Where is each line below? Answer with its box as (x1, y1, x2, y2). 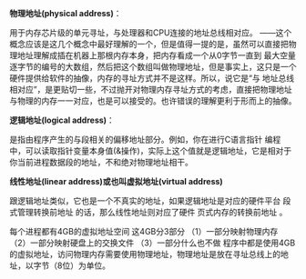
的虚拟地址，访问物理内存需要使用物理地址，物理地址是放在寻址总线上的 (9, 249, 280, 259)
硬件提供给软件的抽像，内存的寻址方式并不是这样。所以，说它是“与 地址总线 (9, 73, 295, 84)
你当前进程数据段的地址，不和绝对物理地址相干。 (9, 157, 193, 167)
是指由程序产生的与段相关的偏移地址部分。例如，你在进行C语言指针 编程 (9, 135, 281, 144)
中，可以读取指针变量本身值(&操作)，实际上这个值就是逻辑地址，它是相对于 (9, 145, 292, 156)
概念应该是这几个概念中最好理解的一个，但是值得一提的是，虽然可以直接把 (9, 39, 289, 49)
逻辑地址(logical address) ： (9, 115, 116, 125)
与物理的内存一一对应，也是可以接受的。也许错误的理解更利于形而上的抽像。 (9, 95, 297, 106)
